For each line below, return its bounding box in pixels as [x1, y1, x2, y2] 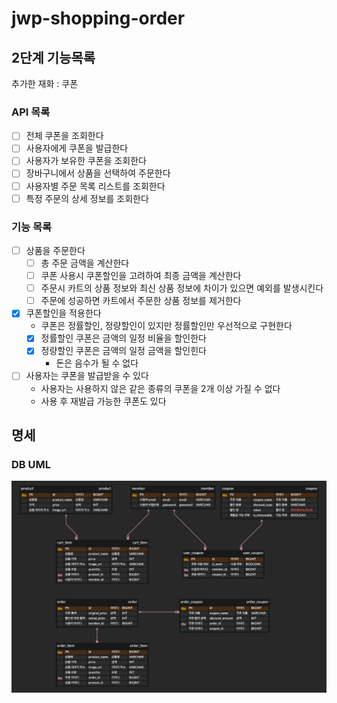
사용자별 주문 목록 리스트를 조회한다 [25, 180, 166, 192]
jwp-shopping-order [11, 7, 186, 30]
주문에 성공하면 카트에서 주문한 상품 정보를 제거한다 [40, 295, 242, 307]
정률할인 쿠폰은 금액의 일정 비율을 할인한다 [40, 332, 207, 344]
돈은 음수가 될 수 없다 [55, 357, 139, 369]
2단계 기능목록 [11, 49, 96, 66]
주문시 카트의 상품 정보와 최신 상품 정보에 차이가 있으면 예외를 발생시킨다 [40, 282, 324, 294]
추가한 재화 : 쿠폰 [11, 78, 79, 89]
